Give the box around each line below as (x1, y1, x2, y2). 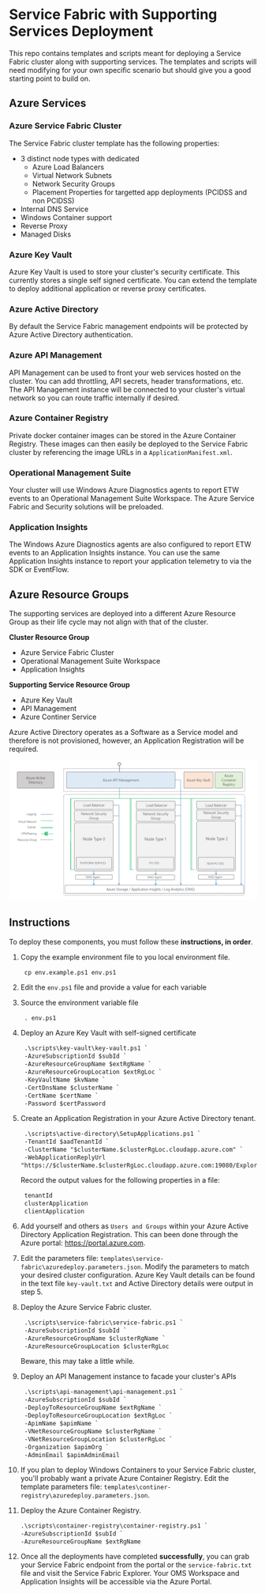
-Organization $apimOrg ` (24, 1443, 110, 1451)
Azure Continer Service (20, 712, 97, 721)
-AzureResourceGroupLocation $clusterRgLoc (24, 1342, 170, 1350)
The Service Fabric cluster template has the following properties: (9, 138, 220, 148)
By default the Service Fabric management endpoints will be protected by (9, 322, 248, 331)
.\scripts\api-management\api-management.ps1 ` (24, 1388, 184, 1395)
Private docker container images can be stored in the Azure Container (9, 430, 237, 440)
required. (9, 744, 39, 754)
